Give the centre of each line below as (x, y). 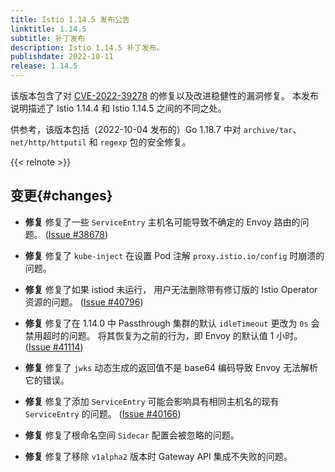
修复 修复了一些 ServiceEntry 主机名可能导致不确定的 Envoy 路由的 (162, 222)
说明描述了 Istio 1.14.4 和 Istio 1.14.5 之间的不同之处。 (118, 108)
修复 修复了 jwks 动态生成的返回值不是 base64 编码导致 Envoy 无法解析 (171, 367)
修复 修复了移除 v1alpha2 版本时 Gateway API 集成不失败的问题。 (158, 456)
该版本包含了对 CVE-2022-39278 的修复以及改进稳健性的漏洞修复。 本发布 (165, 95)
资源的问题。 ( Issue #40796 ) (84, 302)
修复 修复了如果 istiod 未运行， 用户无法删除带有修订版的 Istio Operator (171, 289)
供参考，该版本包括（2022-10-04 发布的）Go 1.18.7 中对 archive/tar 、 (156, 129)
